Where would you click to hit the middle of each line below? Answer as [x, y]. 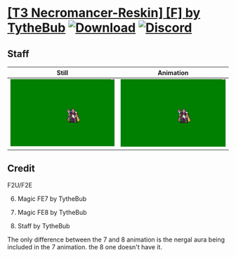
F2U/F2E [20, 185]
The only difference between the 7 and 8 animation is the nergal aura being [116, 239]
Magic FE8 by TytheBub [52, 213]
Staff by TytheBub [44, 226]
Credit [21, 168]
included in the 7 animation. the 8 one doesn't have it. [85, 247]
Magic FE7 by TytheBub [52, 199]
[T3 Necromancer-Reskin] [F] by [104, 13]
